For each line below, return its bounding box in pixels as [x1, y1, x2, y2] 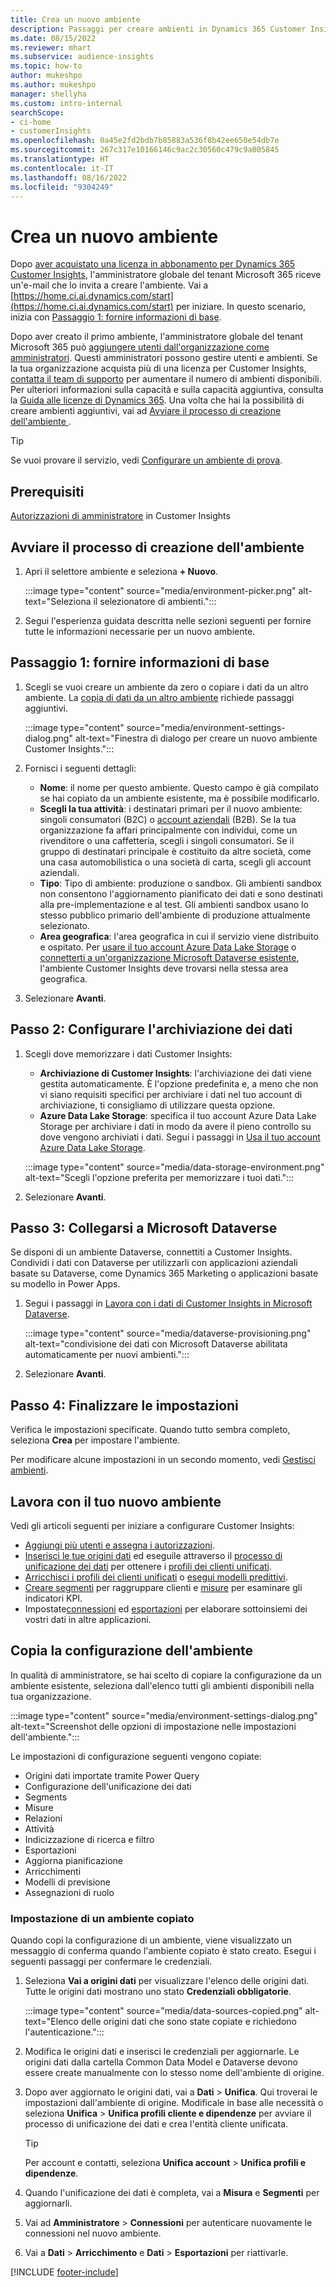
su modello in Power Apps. [10, 1278, 121, 1290]
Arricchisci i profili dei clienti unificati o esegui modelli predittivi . [24, 1571, 288, 1583]
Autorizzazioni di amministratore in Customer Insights [10, 510, 231, 522]
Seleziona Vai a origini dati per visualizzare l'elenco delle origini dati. [24, 1975, 310, 1987]
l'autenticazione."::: [24, 2026, 105, 2038]
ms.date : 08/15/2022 [10, 33, 97, 43]
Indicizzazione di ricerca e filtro [24, 1833, 155, 1845]
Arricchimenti [24, 1865, 82, 1877]
